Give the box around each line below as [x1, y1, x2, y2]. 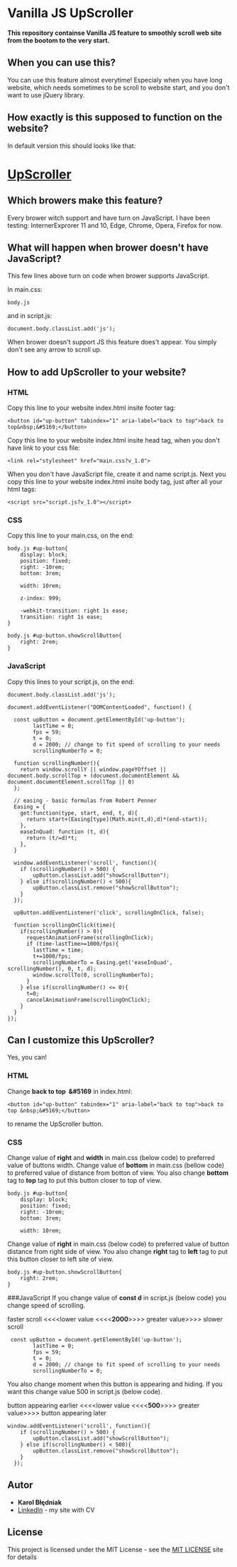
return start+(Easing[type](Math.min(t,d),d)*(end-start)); [26, 816, 208, 823]
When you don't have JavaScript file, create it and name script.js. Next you [7, 470, 226, 478]
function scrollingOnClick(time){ [13, 922, 116, 929]
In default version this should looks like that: [7, 141, 136, 150]
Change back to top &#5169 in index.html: [7, 1087, 133, 1095]
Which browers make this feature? [7, 194, 163, 207]
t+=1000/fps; [33, 952, 72, 960]
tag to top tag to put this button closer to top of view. [7, 1176, 162, 1185]
